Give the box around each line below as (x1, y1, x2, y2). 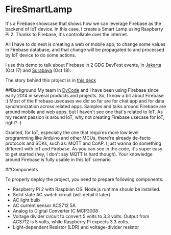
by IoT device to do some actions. (5, 52, 77, 58)
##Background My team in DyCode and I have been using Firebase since (5, 87, 159, 93)
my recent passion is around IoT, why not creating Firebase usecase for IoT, (5, 114, 165, 120)
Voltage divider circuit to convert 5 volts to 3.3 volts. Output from (12, 213, 150, 219)
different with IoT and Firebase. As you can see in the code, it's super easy (5, 145, 163, 151)
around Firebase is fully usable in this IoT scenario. (5, 156, 112, 163)
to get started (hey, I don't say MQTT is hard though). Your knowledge (5, 151, 153, 157)
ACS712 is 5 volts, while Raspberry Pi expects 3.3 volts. (12, 218, 129, 225)
